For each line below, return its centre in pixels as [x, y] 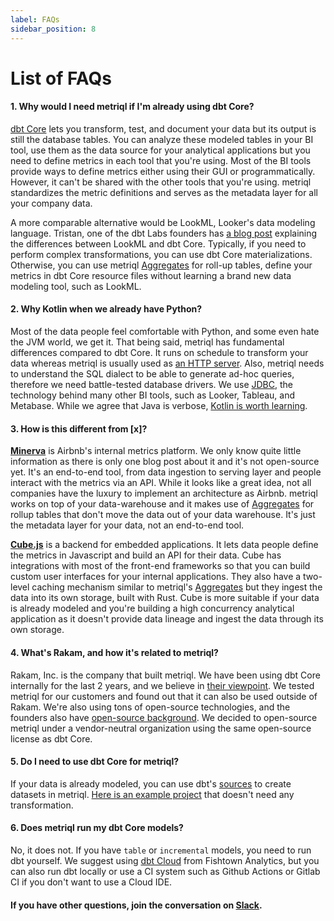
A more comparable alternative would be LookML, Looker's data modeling [163, 222]
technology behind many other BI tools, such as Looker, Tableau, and [152, 395]
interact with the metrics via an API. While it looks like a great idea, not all [161, 483]
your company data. [51, 203]
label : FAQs [35, 19]
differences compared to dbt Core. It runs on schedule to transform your [159, 353]
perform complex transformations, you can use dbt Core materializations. [161, 254]
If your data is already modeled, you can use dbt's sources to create [151, 783]
